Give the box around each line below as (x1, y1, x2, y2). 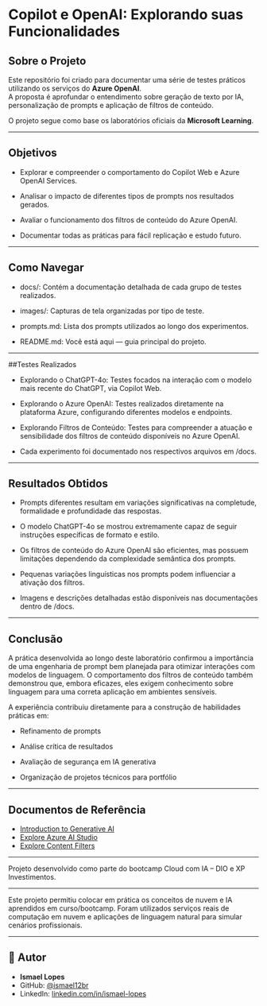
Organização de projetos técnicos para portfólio (19, 772, 177, 782)
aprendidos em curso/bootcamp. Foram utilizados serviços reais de (8, 903, 230, 913)
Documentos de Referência (8, 803, 146, 816)
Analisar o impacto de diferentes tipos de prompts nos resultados (19, 191, 234, 200)
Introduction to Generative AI (19, 824, 115, 834)
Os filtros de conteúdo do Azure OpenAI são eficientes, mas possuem (19, 546, 249, 555)
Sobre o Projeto (8, 54, 87, 68)
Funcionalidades (8, 22, 121, 41)
